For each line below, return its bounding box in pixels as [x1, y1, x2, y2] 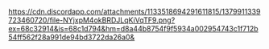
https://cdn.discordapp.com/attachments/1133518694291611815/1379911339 [8, 7, 261, 16]
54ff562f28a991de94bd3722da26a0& [8, 32, 135, 42]
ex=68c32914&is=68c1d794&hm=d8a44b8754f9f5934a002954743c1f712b [8, 24, 259, 33]
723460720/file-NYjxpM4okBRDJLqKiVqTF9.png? [8, 15, 176, 25]
